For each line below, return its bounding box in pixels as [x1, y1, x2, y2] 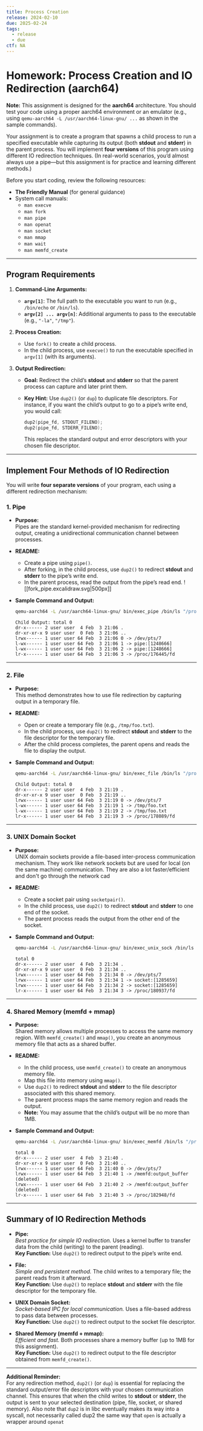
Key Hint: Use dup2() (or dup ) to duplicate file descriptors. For [24, 394, 178, 402]
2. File [6, 671, 25, 679]
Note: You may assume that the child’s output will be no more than [24, 1109, 190, 1116]
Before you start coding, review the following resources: [6, 176, 146, 183]
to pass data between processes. [14, 1312, 98, 1319]
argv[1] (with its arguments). [24, 352, 97, 360]
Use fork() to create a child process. [24, 340, 117, 347]
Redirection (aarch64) [6, 82, 120, 96]
